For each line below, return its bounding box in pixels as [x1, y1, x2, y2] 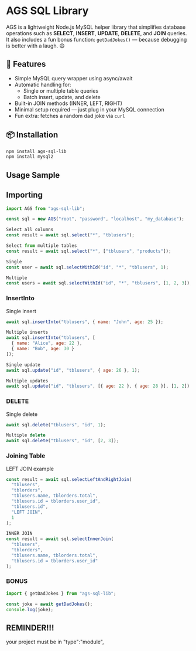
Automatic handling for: [14, 81, 71, 88]
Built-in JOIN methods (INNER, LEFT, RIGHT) [14, 100, 123, 107]
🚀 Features [6, 59, 46, 69]
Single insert [6, 307, 37, 314]
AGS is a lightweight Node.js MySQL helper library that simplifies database [6, 23, 186, 30]
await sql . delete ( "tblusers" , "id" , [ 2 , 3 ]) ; [6, 438, 119, 444]
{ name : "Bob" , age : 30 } [11, 346, 75, 352]
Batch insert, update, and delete [23, 93, 101, 100]
